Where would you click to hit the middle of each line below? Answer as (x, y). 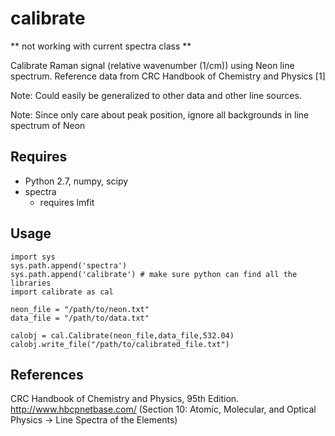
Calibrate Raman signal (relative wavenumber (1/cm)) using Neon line (152, 65)
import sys (33, 257)
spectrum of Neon (48, 125)
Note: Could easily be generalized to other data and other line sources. (156, 95)
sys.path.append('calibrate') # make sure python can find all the (154, 274)
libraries (31, 283)
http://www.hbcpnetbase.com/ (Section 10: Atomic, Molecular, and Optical (163, 409)
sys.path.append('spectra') (69, 265)
